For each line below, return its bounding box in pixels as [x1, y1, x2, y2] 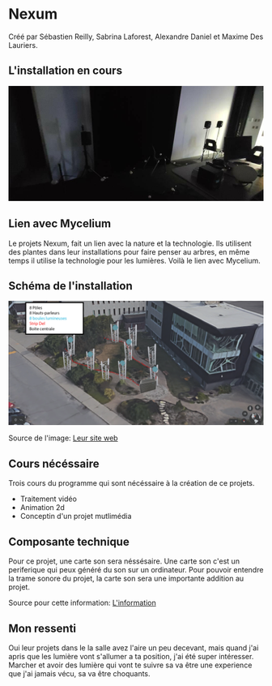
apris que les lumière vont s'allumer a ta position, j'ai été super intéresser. [8, 651, 254, 661]
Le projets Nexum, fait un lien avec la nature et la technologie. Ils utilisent [8, 238, 253, 248]
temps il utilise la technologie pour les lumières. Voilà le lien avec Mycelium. [8, 255, 261, 265]
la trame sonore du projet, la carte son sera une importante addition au [8, 573, 244, 584]
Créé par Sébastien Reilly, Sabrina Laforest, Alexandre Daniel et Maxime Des [8, 32, 264, 41]
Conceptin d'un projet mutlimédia [19, 512, 132, 521]
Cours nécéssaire [8, 457, 100, 470]
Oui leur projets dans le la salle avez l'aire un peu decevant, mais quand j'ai [8, 642, 259, 653]
